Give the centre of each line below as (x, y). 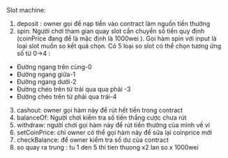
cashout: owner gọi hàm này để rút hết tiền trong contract (100, 110)
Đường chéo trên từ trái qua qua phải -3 (74, 89)
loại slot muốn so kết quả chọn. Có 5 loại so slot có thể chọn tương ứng (119, 46)
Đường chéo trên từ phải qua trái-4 (67, 96)
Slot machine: (26, 10)
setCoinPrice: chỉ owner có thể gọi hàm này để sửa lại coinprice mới (114, 132)
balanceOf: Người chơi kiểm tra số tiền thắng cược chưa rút (101, 117)
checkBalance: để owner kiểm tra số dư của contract (92, 140)
